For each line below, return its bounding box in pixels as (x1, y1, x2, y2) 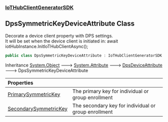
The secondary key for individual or (72, 102, 156, 109)
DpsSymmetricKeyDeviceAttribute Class (5, 19, 135, 28)
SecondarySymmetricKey (7, 105, 67, 112)
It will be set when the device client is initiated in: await (5, 38, 118, 44)
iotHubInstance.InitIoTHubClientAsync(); (5, 43, 88, 49)
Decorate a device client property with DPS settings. (5, 32, 113, 38)
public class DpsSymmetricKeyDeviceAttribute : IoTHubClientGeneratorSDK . (5, 53, 164, 58)
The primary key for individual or (72, 87, 149, 94)
